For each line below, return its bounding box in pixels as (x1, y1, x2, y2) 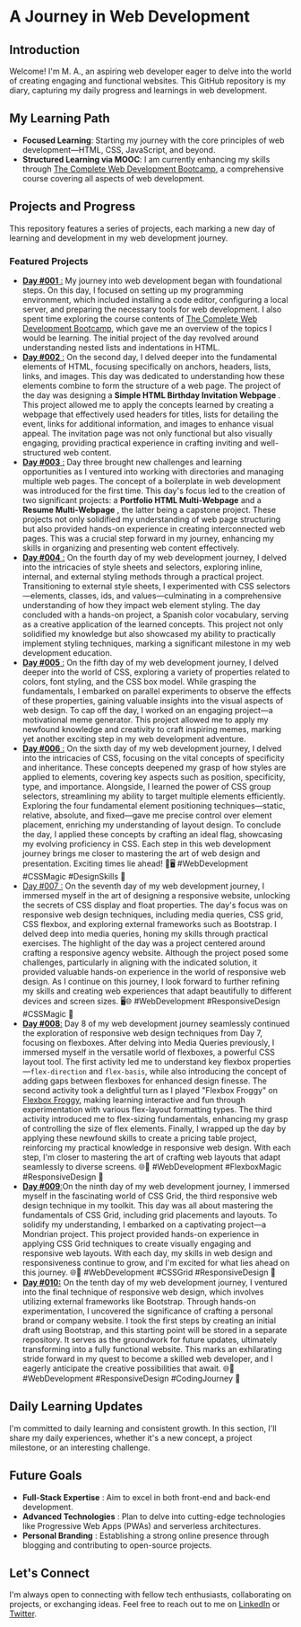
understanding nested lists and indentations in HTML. (21, 341, 220, 352)
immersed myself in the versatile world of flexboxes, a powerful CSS (21, 1047, 275, 1057)
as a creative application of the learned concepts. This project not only (21, 618, 284, 630)
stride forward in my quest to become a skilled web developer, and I (21, 1353, 273, 1364)
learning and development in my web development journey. (9, 232, 228, 243)
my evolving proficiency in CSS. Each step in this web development (21, 838, 271, 849)
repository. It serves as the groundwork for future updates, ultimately (21, 1334, 278, 1345)
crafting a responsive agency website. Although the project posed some (21, 947, 289, 958)
